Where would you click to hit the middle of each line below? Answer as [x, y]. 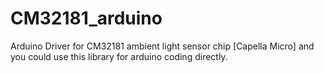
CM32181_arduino [86, 18]
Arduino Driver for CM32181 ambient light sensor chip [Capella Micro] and [162, 46]
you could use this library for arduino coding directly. [119, 56]
